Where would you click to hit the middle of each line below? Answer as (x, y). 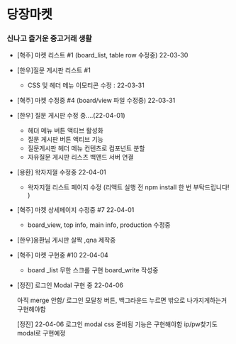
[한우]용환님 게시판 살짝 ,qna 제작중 (66, 240)
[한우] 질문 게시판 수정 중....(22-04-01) (71, 116)
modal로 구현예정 (41, 333)
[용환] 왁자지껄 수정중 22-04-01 (62, 172)
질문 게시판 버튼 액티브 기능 (65, 140)
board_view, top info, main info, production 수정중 (99, 225)
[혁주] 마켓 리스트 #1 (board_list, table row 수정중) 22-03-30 (102, 55)
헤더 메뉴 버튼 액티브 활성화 (65, 131)
